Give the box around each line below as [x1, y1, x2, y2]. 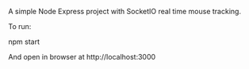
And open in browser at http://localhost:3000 [8, 53, 156, 61]
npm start [8, 37, 40, 46]
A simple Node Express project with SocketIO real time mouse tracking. [8, 7, 242, 16]
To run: [8, 22, 32, 31]
